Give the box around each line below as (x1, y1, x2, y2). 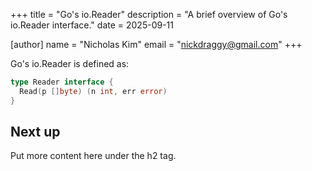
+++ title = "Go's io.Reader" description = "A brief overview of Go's (10, 9, 288, 20)
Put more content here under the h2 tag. (10, 150, 177, 162)
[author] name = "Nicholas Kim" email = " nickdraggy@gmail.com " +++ (10, 39, 303, 50)
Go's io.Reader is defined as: (10, 58, 130, 69)
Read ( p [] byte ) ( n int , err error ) (19, 86, 168, 96)
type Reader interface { (10, 77, 114, 87)
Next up (10, 124, 61, 141)
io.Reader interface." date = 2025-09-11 (10, 19, 174, 31)
